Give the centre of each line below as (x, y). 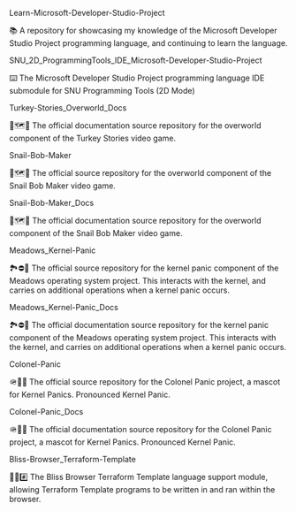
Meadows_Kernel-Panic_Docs (64, 307)
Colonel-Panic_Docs (46, 412)
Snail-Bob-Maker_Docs (52, 203)
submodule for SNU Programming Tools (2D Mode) (102, 91)
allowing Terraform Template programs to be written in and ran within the (142, 489)
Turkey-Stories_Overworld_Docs (68, 108)
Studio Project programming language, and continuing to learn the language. (149, 43)
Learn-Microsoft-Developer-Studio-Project (87, 13)
